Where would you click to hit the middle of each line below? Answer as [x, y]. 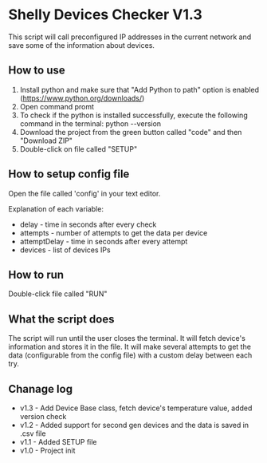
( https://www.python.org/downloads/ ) [82, 98]
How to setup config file [69, 174]
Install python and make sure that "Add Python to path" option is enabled [139, 89]
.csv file [33, 433]
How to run [36, 274]
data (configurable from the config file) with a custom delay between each [130, 355]
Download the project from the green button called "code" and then [131, 132]
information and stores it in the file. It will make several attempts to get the [130, 347]
